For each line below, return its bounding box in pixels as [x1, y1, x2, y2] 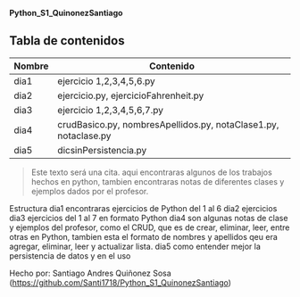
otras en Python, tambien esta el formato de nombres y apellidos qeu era [9, 231, 279, 242]
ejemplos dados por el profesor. [30, 186, 149, 196]
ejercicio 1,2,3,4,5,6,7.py [57, 103, 163, 116]
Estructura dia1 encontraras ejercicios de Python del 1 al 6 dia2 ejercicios [9, 202, 278, 213]
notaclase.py [57, 129, 112, 142]
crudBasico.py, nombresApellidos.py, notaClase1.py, [57, 118, 279, 130]
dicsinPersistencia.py [57, 144, 147, 156]
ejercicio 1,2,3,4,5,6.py [57, 75, 156, 87]
